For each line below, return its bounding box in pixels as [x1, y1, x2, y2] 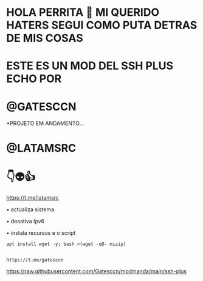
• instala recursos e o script [6, 229, 76, 237]
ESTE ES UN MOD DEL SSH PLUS [6, 59, 174, 73]
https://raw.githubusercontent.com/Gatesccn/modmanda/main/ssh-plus [6, 268, 187, 275]
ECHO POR [6, 72, 62, 86]
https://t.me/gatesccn [6, 257, 64, 263]
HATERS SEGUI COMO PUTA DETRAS [6, 18, 198, 32]
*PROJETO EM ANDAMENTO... [6, 120, 84, 127]
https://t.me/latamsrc [6, 194, 60, 201]
